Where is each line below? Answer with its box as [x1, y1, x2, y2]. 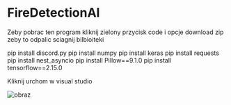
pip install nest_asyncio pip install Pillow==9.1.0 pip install [7, 56, 172, 64]
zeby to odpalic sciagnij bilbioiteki [7, 35, 104, 43]
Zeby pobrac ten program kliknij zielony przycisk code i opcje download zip [7, 28, 224, 36]
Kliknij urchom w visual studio [7, 76, 93, 85]
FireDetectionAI [7, 5, 100, 21]
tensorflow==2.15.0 [7, 63, 63, 72]
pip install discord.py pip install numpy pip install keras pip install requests [7, 49, 219, 57]
